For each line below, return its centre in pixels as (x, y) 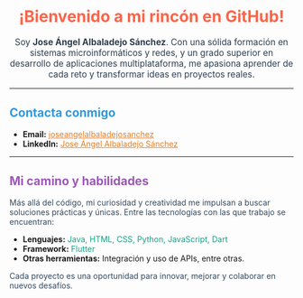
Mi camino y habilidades (79, 181)
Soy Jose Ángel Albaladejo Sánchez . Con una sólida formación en (151, 42)
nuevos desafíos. (41, 285)
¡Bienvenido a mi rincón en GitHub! (151, 17)
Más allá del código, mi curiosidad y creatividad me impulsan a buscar (140, 202)
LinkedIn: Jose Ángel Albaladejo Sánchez (100, 144)
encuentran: (32, 221)
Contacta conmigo (63, 112)
